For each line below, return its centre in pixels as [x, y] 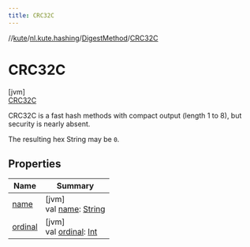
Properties [35, 164]
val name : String [75, 209]
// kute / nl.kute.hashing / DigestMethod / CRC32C [83, 38]
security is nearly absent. [49, 124]
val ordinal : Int [71, 232]
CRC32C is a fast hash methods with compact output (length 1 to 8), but [125, 115]
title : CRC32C [32, 15]
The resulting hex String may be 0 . [64, 139]
